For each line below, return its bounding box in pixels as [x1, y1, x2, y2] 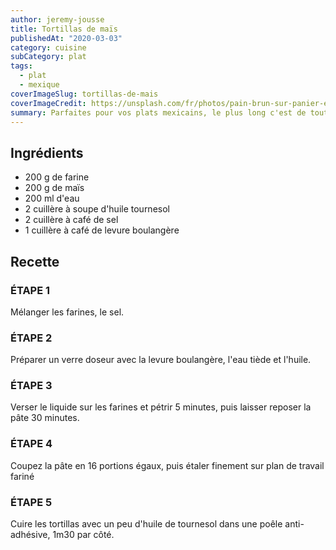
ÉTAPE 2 [10, 331, 53, 345]
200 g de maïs [24, 182, 85, 194]
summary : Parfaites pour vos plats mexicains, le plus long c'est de [10, 107, 307, 118]
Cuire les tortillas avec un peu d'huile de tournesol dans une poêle [10, 518, 283, 530]
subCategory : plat [10, 52, 87, 62]
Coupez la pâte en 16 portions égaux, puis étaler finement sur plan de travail [10, 459, 325, 471]
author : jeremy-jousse [10, 14, 105, 25]
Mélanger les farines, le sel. [10, 306, 125, 318]
